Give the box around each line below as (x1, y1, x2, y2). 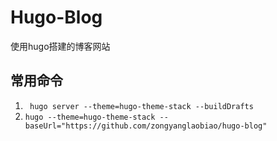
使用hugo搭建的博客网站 (10, 40, 111, 52)
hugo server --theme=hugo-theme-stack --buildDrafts (29, 101, 254, 111)
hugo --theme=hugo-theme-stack (24, 112, 156, 122)
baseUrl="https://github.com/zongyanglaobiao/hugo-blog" (24, 121, 268, 131)
